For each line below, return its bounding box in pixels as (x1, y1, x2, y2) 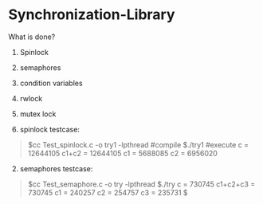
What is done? (8, 32, 56, 41)
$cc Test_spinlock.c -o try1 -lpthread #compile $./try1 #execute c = (27, 139, 249, 149)
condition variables (19, 78, 83, 88)
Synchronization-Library (8, 6, 175, 24)
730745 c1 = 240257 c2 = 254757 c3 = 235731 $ (27, 187, 189, 197)
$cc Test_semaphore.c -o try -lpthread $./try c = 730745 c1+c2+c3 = (27, 179, 256, 189)
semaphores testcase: (19, 163, 93, 173)
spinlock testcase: (19, 124, 80, 134)
